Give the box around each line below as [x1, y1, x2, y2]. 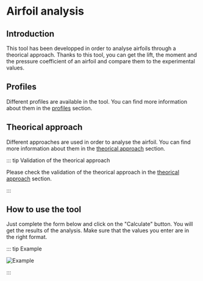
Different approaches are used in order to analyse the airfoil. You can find [6, 138, 191, 146]
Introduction [6, 29, 55, 39]
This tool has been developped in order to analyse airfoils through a [6, 44, 176, 52]
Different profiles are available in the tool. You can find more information [6, 98, 188, 105]
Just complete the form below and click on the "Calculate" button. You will [6, 221, 193, 228]
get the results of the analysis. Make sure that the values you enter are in [6, 227, 190, 234]
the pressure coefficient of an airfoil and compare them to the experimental [6, 58, 195, 65]
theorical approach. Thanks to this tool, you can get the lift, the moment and [6, 51, 197, 59]
